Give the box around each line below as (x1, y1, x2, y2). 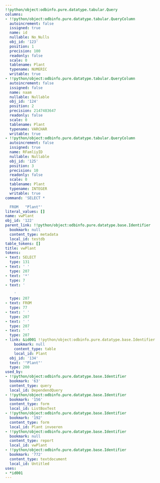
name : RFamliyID (9, 150, 43, 155)
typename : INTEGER (9, 186, 48, 191)
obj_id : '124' (9, 99, 38, 104)
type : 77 (9, 305, 28, 310)
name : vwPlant (5, 213, 34, 219)
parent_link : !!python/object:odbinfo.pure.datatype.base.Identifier (5, 223, 151, 228)
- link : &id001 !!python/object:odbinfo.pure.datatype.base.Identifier (5, 337, 155, 342)
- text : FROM (5, 301, 32, 306)
